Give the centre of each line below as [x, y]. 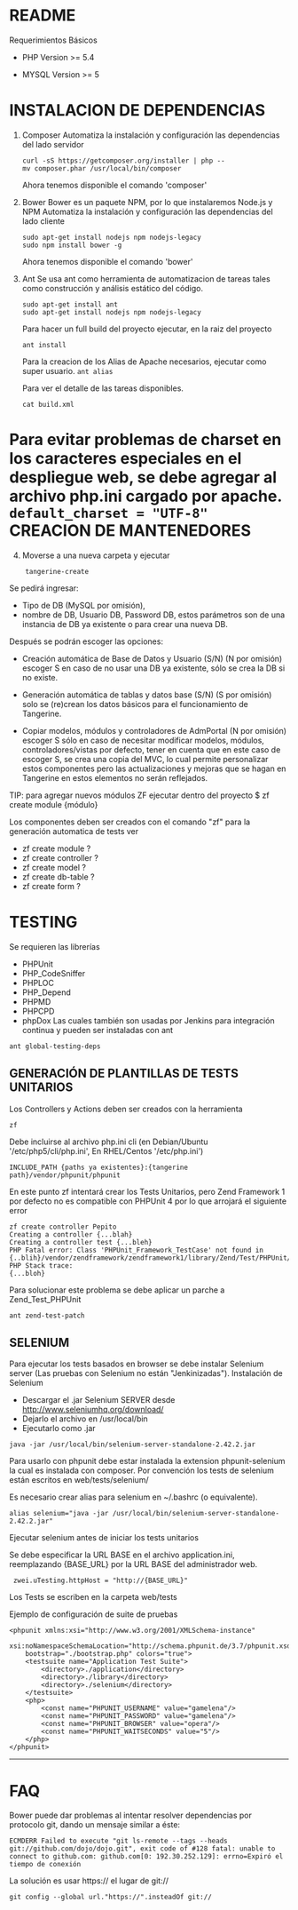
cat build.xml [48, 404]
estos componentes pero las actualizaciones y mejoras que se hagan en [154, 768]
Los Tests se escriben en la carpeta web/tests [93, 1597]
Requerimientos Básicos [53, 40]
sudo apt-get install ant [70, 304]
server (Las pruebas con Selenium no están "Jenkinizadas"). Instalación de [146, 1373]
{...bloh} [27, 1273]
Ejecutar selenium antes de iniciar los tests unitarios [104, 1538]
